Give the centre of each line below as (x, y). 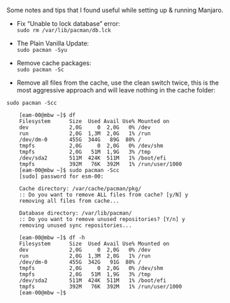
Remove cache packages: (54, 63)
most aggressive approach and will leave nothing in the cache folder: (116, 90)
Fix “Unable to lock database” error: (68, 23)
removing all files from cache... (69, 201)
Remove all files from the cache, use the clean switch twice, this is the (118, 83)
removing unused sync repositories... (76, 225)
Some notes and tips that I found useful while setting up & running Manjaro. (115, 10)
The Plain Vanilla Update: (53, 43)
